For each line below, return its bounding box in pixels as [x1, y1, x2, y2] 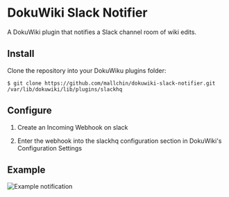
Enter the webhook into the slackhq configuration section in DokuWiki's [17, 137, 222, 145]
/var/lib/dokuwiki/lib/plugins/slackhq [7, 85, 123, 93]
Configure [7, 105, 52, 117]
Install [7, 48, 35, 60]
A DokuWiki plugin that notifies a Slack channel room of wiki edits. [7, 28, 196, 36]
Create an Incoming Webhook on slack [17, 123, 128, 131]
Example [7, 164, 46, 175]
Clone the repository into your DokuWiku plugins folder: [7, 66, 167, 74]
